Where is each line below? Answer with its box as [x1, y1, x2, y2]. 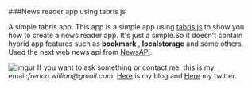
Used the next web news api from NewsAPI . [8, 48, 153, 56]
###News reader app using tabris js [8, 7, 126, 16]
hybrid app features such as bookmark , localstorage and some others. [8, 39, 244, 48]
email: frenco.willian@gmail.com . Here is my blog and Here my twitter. [8, 71, 237, 80]
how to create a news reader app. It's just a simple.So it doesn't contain [8, 31, 243, 40]
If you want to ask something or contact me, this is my [37, 63, 215, 72]
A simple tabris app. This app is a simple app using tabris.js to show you [8, 22, 245, 31]
